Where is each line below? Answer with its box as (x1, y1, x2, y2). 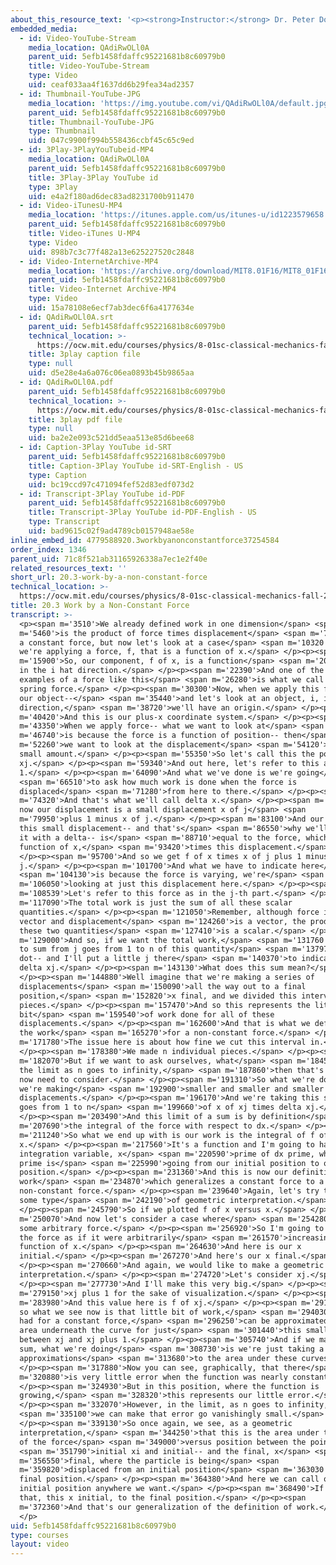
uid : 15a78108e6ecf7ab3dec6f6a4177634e (28, 303, 195, 313)
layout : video (10, 1539, 70, 1550)
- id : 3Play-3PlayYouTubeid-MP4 (19, 145, 155, 155)
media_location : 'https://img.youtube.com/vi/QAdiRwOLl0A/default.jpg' (28, 98, 333, 108)
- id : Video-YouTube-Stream (19, 33, 137, 43)
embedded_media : (10, 24, 78, 34)
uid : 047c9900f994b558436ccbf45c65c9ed (28, 136, 195, 146)
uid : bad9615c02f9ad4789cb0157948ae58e (28, 526, 195, 536)
